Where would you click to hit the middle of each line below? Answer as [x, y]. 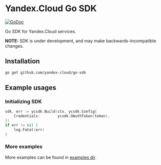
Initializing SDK [24, 101]
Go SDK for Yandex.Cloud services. [41, 31]
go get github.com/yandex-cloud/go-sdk [46, 73]
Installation [22, 61]
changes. [14, 46]
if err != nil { [21, 125]
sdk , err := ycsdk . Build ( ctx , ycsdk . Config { [51, 112]
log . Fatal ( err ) [29, 129]
